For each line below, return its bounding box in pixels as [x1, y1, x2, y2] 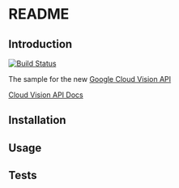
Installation [8, 113, 66, 127]
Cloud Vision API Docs [8, 90, 83, 100]
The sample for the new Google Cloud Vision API [8, 75, 172, 83]
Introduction [8, 37, 73, 51]
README [8, 5, 70, 23]
